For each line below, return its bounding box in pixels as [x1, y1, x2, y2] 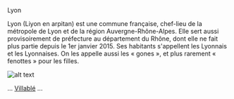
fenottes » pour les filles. [7, 57, 80, 65]
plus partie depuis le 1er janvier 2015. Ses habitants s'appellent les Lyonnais [7, 42, 228, 50]
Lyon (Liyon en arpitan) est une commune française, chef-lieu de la [7, 20, 202, 27]
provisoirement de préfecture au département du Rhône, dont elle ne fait [7, 34, 218, 43]
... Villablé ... [7, 84, 43, 92]
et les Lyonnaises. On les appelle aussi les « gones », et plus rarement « [7, 49, 216, 58]
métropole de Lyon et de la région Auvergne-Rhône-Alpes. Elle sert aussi [7, 27, 219, 35]
